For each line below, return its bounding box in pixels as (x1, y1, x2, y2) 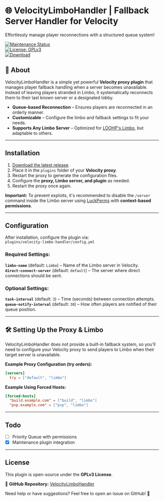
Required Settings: (5, 251, 50, 258)
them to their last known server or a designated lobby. (5, 95, 114, 100)
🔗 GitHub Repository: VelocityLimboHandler (5, 481, 95, 487)
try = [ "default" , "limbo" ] (9, 375, 67, 380)
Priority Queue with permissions (12, 434, 77, 440)
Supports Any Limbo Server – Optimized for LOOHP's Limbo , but (12, 125, 144, 131)
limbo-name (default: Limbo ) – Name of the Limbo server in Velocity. (5, 262, 139, 268)
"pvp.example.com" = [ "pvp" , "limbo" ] (9, 402, 89, 408)
